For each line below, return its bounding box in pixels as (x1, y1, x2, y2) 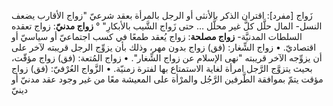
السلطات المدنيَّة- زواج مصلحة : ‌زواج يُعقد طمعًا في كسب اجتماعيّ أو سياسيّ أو (11, 31, 303, 42)
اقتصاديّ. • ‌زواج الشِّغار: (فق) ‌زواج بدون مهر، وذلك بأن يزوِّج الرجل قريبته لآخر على (11, 41, 317, 53)
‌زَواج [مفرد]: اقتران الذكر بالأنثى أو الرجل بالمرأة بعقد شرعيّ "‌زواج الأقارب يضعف (11, 10, 313, 21)
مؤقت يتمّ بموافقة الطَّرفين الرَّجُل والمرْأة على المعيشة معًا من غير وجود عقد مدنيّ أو (11, 73, 324, 85)
